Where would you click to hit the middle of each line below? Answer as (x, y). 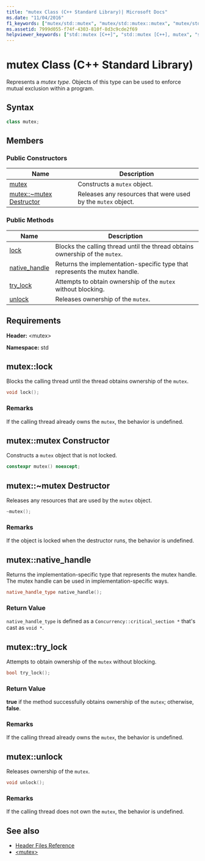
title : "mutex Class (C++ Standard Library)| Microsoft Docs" (87, 12)
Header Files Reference (45, 846)
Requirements (34, 321)
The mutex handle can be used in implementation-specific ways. (88, 581)
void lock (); (23, 393)
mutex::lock (30, 367)
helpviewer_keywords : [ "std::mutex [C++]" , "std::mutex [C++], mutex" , (99, 35)
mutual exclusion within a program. (50, 89)
